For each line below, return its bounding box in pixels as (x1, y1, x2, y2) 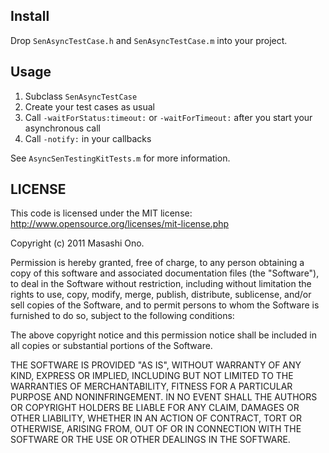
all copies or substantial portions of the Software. (10, 340, 213, 352)
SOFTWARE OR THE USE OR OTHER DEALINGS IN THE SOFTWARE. (10, 434, 291, 446)
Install (10, 8, 50, 25)
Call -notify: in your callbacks (24, 132, 152, 144)
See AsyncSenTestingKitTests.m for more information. (10, 152, 231, 164)
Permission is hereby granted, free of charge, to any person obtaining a (10, 257, 305, 269)
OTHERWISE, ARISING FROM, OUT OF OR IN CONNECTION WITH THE (10, 423, 302, 435)
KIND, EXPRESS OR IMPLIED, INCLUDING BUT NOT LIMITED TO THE (10, 370, 294, 382)
